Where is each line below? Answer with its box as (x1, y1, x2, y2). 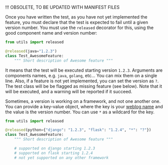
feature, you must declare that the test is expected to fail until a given (5, 20, 148, 25)
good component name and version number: (5, 30, 98, 36)
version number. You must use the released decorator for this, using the (5, 25, 154, 31)
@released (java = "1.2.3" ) (5, 49, 57, 54)
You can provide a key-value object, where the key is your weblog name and (5, 103, 163, 109)
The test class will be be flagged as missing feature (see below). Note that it (5, 83, 162, 89)
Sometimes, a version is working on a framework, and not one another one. (5, 98, 161, 104)
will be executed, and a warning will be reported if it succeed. (5, 88, 132, 94)
